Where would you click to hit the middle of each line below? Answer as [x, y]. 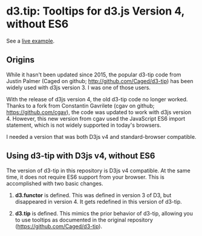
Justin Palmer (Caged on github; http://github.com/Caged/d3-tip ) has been [100, 81]
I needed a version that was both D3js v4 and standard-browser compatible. [101, 137]
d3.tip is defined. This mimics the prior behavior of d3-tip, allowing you [104, 213]
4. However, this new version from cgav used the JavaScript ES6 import [96, 118]
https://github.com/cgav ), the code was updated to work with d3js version [99, 112]
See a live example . [31, 41]
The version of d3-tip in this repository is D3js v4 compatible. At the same [98, 170]
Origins [21, 60]
